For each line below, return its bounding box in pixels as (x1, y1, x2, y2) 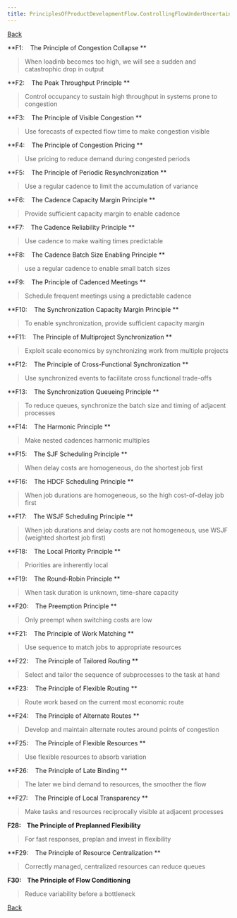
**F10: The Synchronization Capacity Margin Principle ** (7, 305, 179, 313)
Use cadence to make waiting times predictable (24, 236, 164, 245)
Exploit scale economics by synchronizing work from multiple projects (24, 346, 229, 354)
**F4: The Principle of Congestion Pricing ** (7, 141, 143, 149)
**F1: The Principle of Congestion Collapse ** (7, 43, 147, 52)
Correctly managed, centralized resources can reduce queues (24, 862, 206, 871)
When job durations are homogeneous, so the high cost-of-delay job (24, 491, 224, 499)
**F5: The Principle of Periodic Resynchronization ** (7, 168, 167, 177)
